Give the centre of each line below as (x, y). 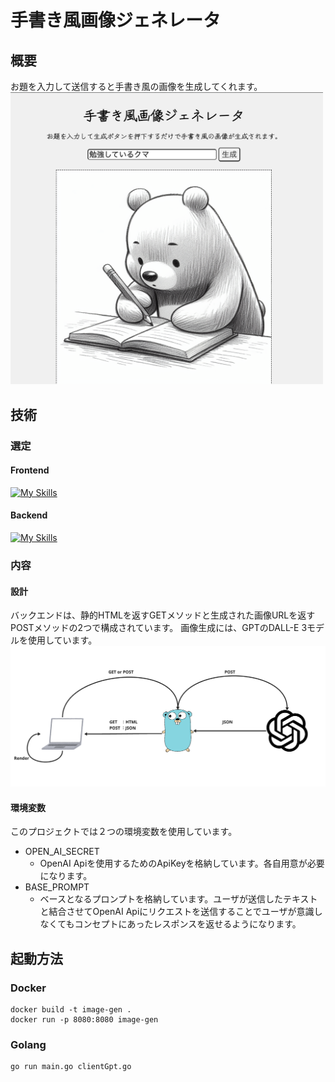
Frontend (30, 470)
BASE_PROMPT (57, 887)
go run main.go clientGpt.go (71, 1067)
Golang (28, 1044)
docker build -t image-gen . (71, 1009)
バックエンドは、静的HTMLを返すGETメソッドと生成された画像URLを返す (163, 615)
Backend (29, 515)
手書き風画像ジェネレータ (116, 20)
